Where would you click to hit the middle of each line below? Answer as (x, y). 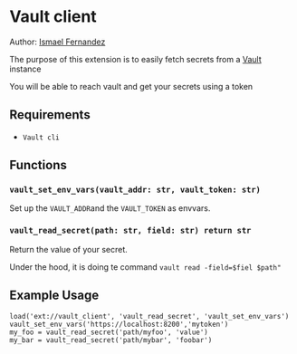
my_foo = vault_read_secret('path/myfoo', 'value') (109, 332)
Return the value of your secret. (69, 249)
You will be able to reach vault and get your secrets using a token (131, 86)
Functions (38, 165)
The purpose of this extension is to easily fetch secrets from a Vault (136, 59)
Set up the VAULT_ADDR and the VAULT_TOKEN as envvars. (110, 208)
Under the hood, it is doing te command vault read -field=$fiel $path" (145, 267)
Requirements (50, 115)
